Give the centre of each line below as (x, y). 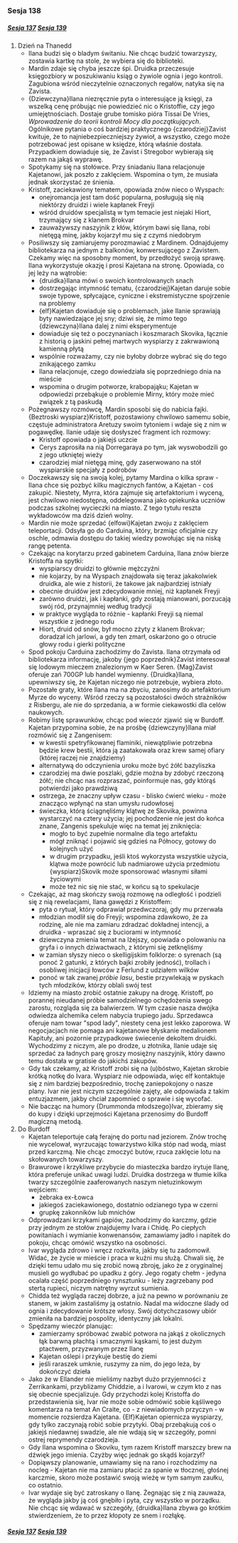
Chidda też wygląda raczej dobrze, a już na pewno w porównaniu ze (128, 1296)
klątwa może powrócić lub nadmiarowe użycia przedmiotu (135, 863)
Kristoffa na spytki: (56, 560)
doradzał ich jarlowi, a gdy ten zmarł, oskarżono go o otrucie (128, 636)
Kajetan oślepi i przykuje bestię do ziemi (98, 1356)
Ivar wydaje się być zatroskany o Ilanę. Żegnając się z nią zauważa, (127, 1492)
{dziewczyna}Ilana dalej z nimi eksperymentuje (108, 326)
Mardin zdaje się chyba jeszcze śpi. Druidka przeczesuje (111, 68)
